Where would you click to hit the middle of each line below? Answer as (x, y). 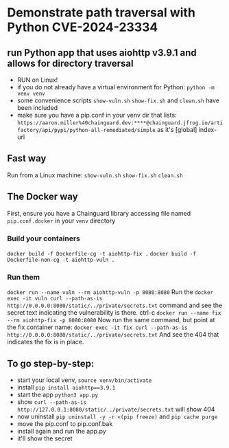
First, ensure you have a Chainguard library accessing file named (99, 213)
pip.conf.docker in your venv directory (61, 221)
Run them (23, 277)
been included (37, 108)
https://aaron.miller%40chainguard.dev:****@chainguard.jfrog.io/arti (120, 123)
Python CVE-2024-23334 (83, 27)
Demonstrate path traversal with (101, 13)
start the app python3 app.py (57, 395)
